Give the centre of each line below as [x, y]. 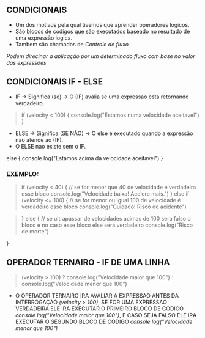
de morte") [35, 231]
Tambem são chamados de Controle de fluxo [72, 44]
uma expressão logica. [44, 38]
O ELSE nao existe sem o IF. [50, 146]
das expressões [27, 62]
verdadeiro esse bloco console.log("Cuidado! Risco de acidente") [104, 207]
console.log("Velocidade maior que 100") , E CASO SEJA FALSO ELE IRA [106, 315]
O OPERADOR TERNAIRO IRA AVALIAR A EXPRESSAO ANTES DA [97, 295]
